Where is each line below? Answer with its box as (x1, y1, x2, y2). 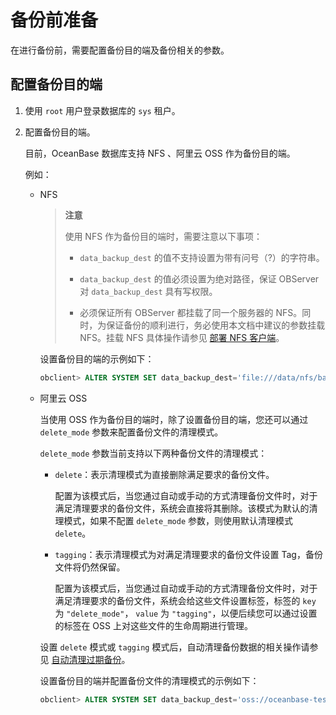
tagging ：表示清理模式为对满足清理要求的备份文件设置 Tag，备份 (54, 548, 323, 560)
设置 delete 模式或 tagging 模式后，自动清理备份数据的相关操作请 (39, 641, 310, 653)
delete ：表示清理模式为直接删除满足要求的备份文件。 (54, 468, 275, 480)
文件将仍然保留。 (54, 561, 126, 573)
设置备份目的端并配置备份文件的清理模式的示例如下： (39, 674, 260, 686)
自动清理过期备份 (51, 653, 122, 665)
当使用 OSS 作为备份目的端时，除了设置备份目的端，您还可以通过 (39, 413, 309, 425)
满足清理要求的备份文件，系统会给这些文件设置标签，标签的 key (54, 594, 317, 606)
